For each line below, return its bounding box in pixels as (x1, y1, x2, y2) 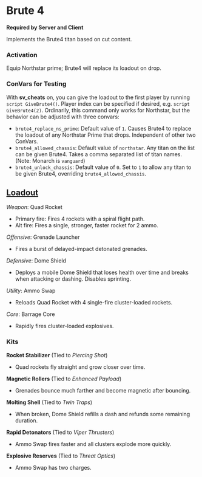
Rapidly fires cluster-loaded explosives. (15, 323, 114, 330)
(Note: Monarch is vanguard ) (15, 157, 86, 164)
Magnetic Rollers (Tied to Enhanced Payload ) (6, 375, 122, 382)
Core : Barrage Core (6, 311, 55, 318)
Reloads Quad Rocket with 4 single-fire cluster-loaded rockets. (15, 299, 173, 306)
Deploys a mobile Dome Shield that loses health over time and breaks (15, 269, 189, 276)
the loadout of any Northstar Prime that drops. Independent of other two (15, 131, 196, 139)
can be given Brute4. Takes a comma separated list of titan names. (15, 150, 182, 158)
